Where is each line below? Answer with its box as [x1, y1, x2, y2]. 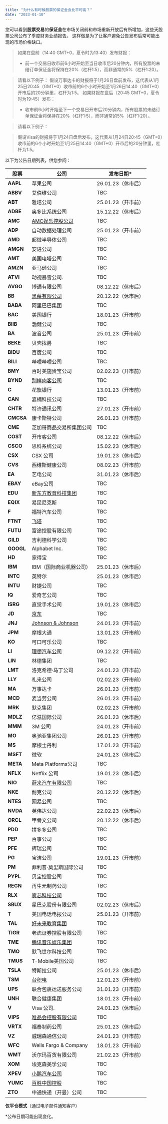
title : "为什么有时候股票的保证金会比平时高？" [5, 7, 92, 13]
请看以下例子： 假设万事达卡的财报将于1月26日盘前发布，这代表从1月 [17, 77, 159, 83]
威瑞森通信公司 [31, 1032, 67, 1039]
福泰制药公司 [31, 1023, 62, 1030]
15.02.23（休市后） [96, 442, 144, 449]
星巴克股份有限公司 [31, 901, 77, 908]
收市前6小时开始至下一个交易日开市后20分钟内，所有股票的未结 [24, 106, 156, 113]
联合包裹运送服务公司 [31, 985, 82, 992]
